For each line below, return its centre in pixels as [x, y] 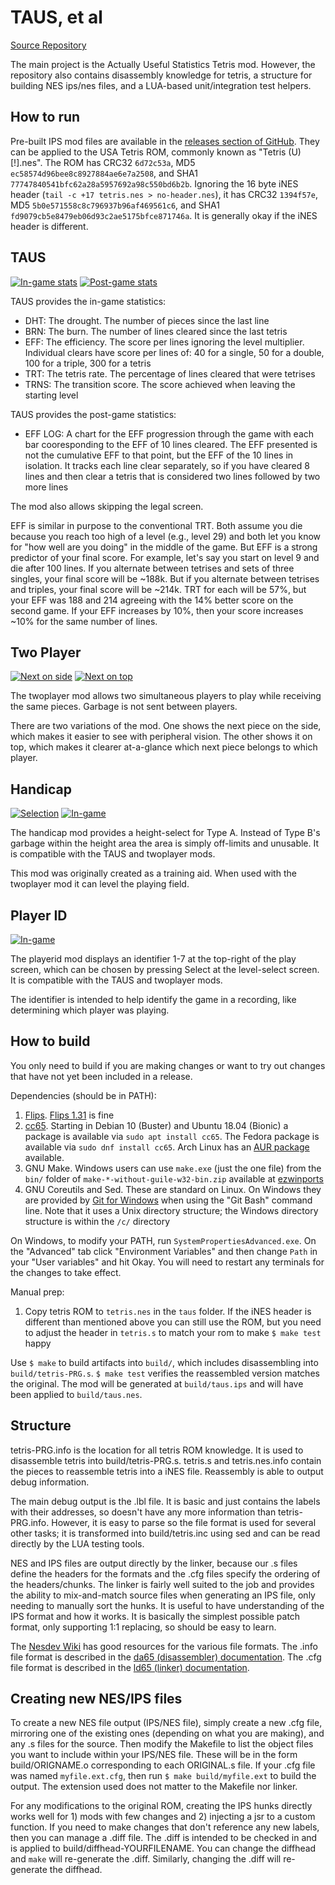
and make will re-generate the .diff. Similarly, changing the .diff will [146, 1859]
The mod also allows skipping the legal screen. [107, 506]
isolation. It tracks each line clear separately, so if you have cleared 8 [167, 465]
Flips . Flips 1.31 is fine [69, 1115]
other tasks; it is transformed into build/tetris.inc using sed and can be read [165, 1533]
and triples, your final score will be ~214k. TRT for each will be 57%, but [158, 589]
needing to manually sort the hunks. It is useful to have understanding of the [167, 1605]
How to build [50, 1041]
